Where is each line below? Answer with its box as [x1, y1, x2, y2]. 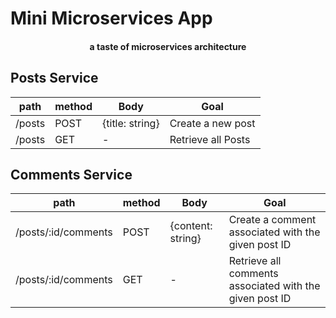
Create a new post [169, 116, 256, 130]
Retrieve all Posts [169, 132, 251, 146]
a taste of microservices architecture [89, 40, 247, 52]
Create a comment [228, 213, 317, 227]
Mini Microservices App [10, 7, 213, 30]
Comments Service [10, 166, 133, 183]
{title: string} [102, 116, 160, 130]
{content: [169, 219, 213, 233]
